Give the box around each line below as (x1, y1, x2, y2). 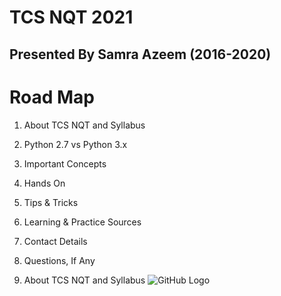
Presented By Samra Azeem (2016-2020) (9, 46, 272, 63)
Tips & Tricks (23, 196, 79, 208)
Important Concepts (23, 157, 107, 170)
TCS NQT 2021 (9, 6, 134, 29)
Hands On (23, 177, 66, 189)
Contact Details (23, 235, 88, 247)
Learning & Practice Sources (23, 216, 142, 228)
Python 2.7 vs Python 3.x (23, 138, 128, 150)
